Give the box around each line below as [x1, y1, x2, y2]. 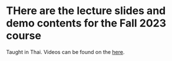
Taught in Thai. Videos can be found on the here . [6, 48, 125, 55]
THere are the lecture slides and [6, 4, 166, 18]
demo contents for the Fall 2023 [6, 16, 167, 30]
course [6, 29, 41, 42]
